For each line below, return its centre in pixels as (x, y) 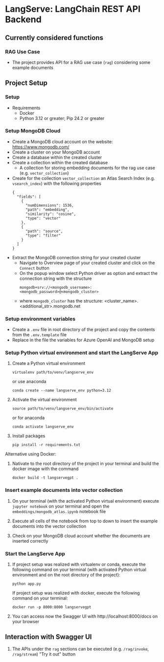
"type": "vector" (43, 218)
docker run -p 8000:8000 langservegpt (52, 607)
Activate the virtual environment (44, 400)
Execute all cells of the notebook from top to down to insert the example (85, 521)
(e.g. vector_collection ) (44, 173)
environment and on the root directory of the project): (66, 575)
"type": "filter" (43, 235)
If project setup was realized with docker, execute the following (76, 593)
